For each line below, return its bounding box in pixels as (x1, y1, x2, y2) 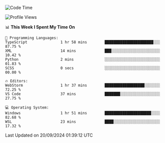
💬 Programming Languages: (5, 36, 58, 40)
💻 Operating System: (5, 105, 49, 110)
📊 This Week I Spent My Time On (5, 24, 75, 30)
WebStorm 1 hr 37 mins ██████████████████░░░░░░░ (5, 83, 161, 88)
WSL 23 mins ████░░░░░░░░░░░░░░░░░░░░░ (5, 119, 161, 124)
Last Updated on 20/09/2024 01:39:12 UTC (5, 132, 93, 138)
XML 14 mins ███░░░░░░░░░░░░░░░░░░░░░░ (5, 48, 161, 53)
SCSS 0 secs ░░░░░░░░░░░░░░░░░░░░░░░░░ (5, 66, 161, 71)
